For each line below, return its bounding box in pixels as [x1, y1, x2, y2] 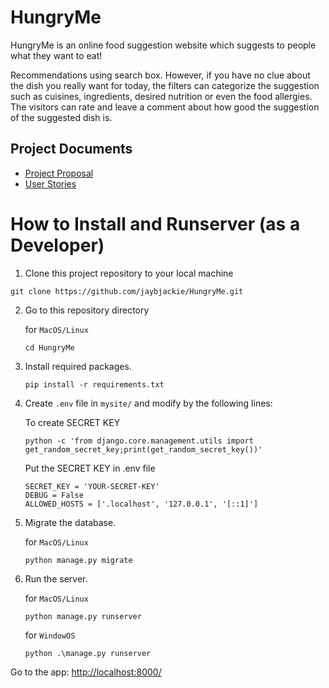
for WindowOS [24, 629, 76, 641]
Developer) [10, 234, 105, 256]
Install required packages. [24, 360, 132, 372]
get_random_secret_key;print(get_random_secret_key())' [24, 444, 263, 455]
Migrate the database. [24, 516, 117, 528]
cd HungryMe [24, 342, 75, 353]
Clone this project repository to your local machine [24, 267, 234, 279]
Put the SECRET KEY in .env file [24, 462, 156, 474]
